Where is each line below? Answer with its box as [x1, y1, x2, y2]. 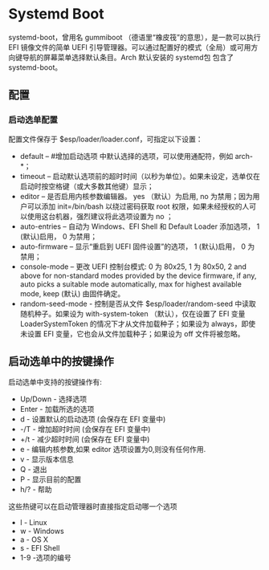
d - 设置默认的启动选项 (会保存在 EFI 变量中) [19, 414, 166, 424]
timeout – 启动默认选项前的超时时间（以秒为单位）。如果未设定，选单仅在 [19, 171, 261, 181]
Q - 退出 [19, 465, 47, 474]
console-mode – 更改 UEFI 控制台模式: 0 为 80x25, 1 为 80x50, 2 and [19, 262, 247, 271]
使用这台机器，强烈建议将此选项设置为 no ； [26, 211, 174, 221]
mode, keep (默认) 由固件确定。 [19, 288, 125, 298]
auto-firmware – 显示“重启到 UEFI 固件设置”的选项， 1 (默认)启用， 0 [19, 242, 247, 251]
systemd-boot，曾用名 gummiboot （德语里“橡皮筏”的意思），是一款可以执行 [8, 32, 261, 42]
